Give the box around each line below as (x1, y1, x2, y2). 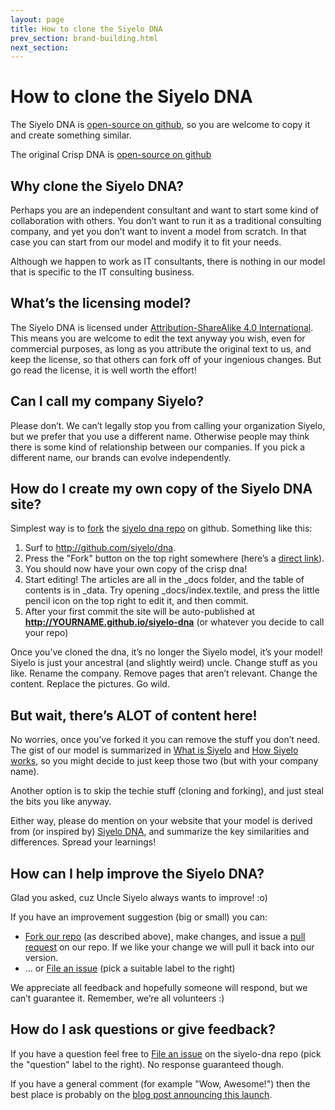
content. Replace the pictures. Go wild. (10, 678, 170, 690)
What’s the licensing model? (10, 295, 192, 312)
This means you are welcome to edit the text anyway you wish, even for (10, 332, 306, 344)
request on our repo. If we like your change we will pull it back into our (24, 941, 315, 953)
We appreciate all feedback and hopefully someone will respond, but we (10, 982, 308, 994)
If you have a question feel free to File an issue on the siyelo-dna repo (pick (10, 1047, 322, 1060)
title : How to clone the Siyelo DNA (10, 24, 163, 34)
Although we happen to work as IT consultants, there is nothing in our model (10, 256, 326, 267)
